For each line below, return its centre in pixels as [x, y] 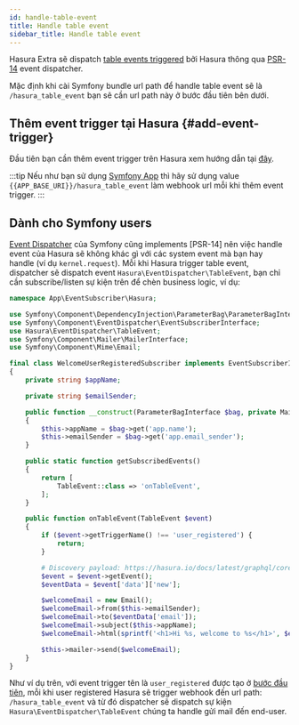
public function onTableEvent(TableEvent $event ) [119, 519]
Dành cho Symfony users [81, 223]
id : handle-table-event [53, 17]
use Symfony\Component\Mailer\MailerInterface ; [99, 339]
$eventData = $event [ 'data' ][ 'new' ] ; [111, 584]
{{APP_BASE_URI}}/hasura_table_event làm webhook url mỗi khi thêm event [146, 185]
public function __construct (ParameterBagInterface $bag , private [151, 412]
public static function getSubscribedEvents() [113, 462]
